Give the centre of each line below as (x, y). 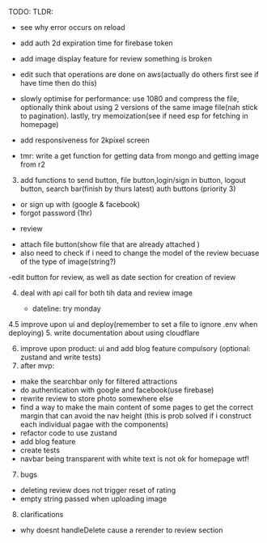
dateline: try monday (66, 308)
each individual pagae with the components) (94, 424)
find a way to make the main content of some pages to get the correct (136, 407)
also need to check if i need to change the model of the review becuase (140, 253)
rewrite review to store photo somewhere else (97, 399)
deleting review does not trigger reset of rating (98, 490)
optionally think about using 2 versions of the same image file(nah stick (139, 107)
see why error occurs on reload (72, 27)
